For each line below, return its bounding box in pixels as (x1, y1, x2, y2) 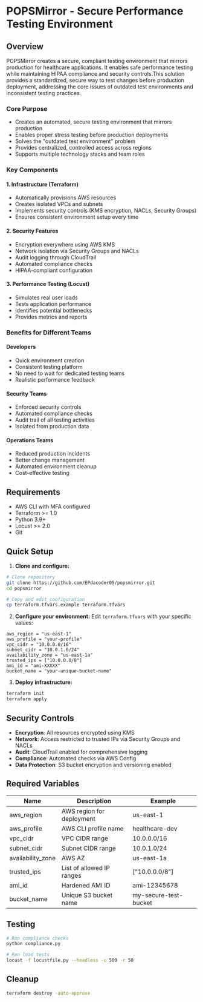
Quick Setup (6, 546, 54, 557)
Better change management (14, 456, 85, 464)
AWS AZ (61, 854, 85, 862)
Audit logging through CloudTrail (14, 253, 97, 261)
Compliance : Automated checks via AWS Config (14, 754, 137, 761)
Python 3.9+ (14, 516, 47, 523)
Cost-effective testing (14, 469, 69, 477)
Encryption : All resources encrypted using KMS (14, 729, 135, 736)
